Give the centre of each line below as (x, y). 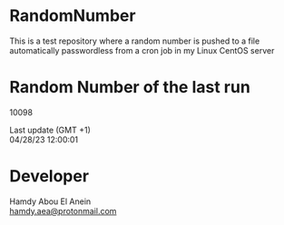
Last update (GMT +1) (50, 130)
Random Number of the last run (130, 88)
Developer (49, 176)
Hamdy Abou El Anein (50, 201)
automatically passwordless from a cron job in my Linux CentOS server (142, 50)
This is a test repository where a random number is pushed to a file (135, 41)
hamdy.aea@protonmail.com (63, 210)
